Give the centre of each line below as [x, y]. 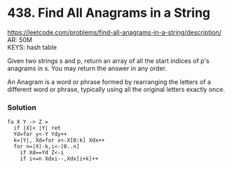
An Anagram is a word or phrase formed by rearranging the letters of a [109, 81]
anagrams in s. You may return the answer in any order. [87, 68]
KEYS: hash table [32, 47]
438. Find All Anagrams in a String [109, 13]
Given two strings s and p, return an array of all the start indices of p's [109, 60]
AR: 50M [20, 39]
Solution [22, 107]
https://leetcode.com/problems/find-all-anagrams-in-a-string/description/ [115, 32]
